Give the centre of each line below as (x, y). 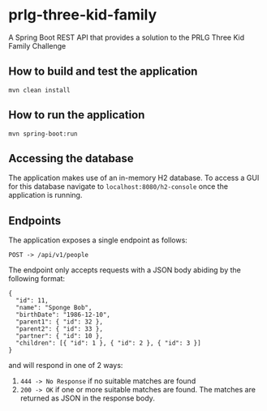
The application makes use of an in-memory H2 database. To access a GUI (134, 178)
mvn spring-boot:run (43, 134)
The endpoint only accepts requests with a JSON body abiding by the (125, 270)
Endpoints (35, 220)
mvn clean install (39, 90)
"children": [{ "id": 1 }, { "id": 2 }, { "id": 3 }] (108, 343)
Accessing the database (71, 158)
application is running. (45, 195)
